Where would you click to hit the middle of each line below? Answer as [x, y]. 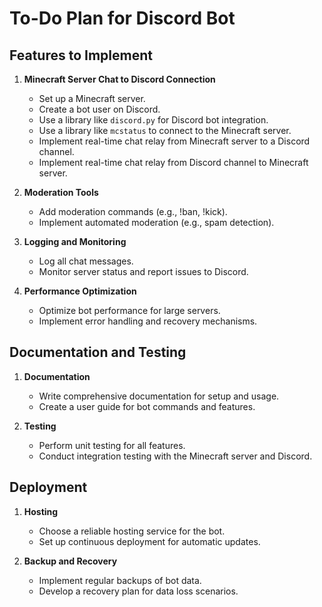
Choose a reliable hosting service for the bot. [132, 531]
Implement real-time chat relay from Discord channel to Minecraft [173, 162]
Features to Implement [81, 55]
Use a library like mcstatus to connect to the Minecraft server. [165, 130]
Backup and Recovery [70, 561]
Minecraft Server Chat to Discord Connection [119, 79]
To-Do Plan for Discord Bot [122, 18]
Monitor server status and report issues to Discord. [143, 271]
